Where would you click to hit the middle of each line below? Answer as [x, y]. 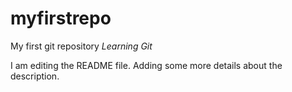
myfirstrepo [61, 18]
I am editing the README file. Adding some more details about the [146, 65]
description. [35, 76]
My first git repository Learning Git [81, 46]
